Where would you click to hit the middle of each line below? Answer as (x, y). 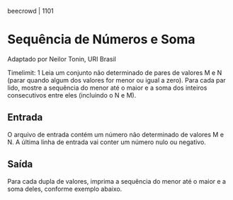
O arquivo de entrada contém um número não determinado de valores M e (116, 134)
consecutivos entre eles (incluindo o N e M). (72, 95)
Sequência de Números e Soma (101, 40)
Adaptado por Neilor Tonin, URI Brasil (62, 59)
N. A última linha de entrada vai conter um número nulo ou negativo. (107, 142)
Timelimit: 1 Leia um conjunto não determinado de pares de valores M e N (115, 72)
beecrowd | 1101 (31, 11)
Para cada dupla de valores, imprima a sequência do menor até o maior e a (117, 181)
